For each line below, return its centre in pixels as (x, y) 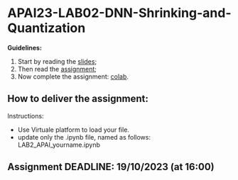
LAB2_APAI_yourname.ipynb (59, 145)
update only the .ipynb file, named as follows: (84, 137)
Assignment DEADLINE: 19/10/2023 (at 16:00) (111, 167)
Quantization (47, 28)
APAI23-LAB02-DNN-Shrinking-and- (119, 13)
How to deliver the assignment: (78, 99)
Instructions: (26, 116)
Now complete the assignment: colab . (73, 77)
